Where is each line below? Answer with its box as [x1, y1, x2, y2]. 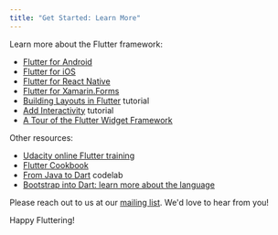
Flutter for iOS [22, 66, 76, 77]
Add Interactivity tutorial [22, 104, 114, 115]
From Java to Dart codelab [22, 169, 123, 180]
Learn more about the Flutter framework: [9, 38, 163, 49]
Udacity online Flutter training [22, 150, 135, 161]
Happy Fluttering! [9, 214, 75, 225]
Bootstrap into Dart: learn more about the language [22, 179, 215, 190]
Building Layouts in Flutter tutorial [22, 95, 150, 106]
